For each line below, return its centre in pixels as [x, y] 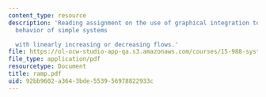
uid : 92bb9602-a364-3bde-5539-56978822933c [81, 81]
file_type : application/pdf [55, 59]
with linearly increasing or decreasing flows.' [97, 44]
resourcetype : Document [47, 67]
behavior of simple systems [62, 30]
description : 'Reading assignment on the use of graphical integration [129, 23]
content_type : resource [47, 15]
